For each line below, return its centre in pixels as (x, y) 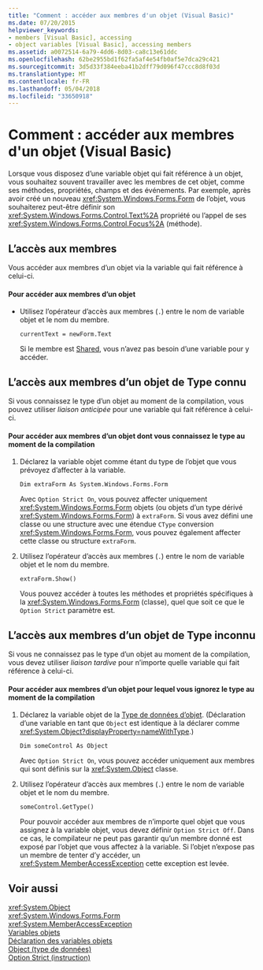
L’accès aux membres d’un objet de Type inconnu (132, 635)
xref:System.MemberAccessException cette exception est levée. (124, 864)
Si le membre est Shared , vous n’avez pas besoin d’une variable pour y (134, 349)
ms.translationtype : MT (47, 74)
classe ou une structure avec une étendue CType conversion (117, 524)
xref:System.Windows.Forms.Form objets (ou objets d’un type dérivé (131, 507)
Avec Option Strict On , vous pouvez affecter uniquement (113, 499)
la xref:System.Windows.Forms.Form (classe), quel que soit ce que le (132, 602)
